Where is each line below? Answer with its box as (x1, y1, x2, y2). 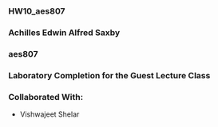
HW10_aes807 (8, 6, 65, 17)
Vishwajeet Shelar (19, 109, 80, 119)
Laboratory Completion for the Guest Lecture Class (8, 69, 211, 81)
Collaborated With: (8, 91, 84, 102)
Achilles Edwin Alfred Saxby (8, 26, 121, 38)
